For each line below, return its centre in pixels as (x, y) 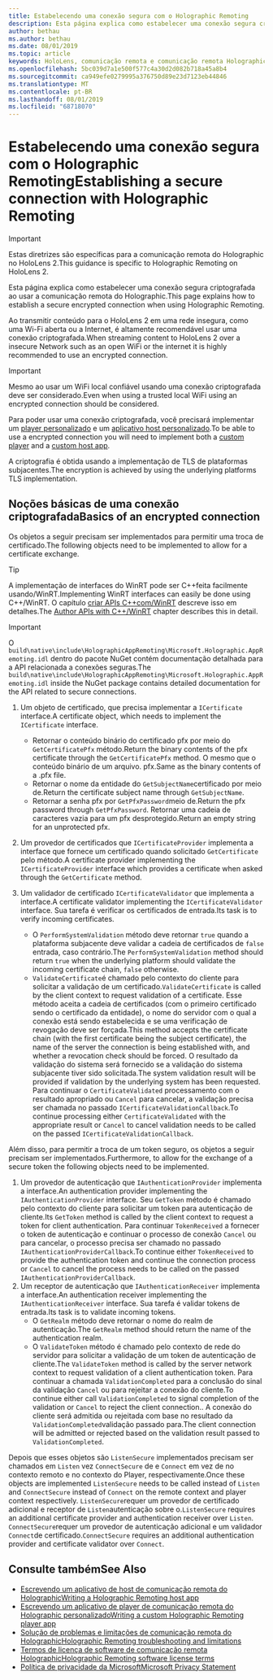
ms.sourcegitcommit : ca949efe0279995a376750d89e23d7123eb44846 (118, 76)
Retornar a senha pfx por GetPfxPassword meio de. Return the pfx (139, 801)
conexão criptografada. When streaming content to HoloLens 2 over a (125, 338)
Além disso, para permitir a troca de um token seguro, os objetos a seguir (131, 1149)
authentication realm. (68, 1337)
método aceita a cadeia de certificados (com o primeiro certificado (145, 1004)
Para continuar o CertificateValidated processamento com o (136, 1090)
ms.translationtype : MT (49, 84)
